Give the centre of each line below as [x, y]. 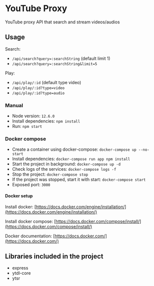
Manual [14, 105]
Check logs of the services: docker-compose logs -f [64, 169]
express [20, 268]
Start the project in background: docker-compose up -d [66, 164]
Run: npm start [27, 126]
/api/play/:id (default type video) [47, 82]
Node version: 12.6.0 [33, 116]
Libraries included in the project [54, 256]
